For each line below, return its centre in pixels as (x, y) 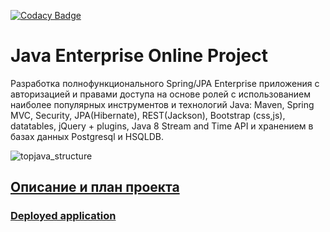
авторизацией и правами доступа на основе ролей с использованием (161, 94)
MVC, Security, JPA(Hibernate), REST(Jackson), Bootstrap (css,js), (148, 115)
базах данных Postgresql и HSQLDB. (87, 136)
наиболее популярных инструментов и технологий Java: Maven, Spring (162, 104)
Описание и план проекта (95, 187)
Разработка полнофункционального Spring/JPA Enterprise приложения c (165, 83)
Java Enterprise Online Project (139, 56)
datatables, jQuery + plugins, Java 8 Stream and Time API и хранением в (162, 126)
